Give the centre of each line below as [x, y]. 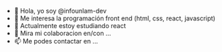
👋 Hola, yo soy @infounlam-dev [60, 11]
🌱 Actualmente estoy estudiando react [70, 26]
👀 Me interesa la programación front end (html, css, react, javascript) [115, 18]
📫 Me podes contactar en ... [56, 41]
